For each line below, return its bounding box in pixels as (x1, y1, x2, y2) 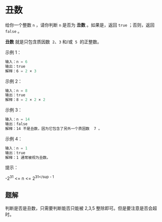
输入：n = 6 (5, 59, 28, 64)
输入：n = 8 (5, 88, 28, 93)
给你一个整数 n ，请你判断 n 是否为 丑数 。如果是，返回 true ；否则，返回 (5, 22, 155, 28)
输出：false (5, 121, 28, 127)
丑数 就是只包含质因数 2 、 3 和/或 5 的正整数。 (5, 38, 102, 45)
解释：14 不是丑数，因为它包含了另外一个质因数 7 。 (5, 126, 102, 131)
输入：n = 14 (5, 117, 30, 122)
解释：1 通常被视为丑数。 (5, 155, 51, 160)
